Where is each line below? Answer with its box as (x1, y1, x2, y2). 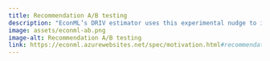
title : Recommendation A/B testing (8, 11, 128, 20)
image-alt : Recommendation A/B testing (8, 33, 142, 42)
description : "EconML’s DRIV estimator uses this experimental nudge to (8, 19, 257, 27)
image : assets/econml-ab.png (8, 26, 106, 34)
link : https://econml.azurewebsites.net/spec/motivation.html (8, 41, 221, 49)
